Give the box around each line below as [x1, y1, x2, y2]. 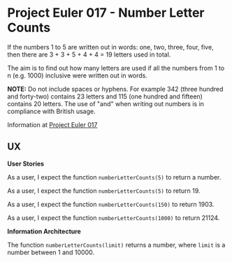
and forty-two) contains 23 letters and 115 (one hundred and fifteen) [7, 92, 203, 101]
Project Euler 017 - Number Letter [7, 5, 205, 21]
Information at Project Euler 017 [7, 120, 98, 129]
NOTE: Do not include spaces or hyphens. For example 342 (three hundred [7, 85, 224, 93]
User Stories [7, 159, 44, 168]
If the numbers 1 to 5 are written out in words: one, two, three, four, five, [7, 43, 215, 51]
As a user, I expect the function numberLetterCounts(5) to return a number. [7, 173, 222, 181]
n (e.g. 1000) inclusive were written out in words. [7, 71, 148, 80]
